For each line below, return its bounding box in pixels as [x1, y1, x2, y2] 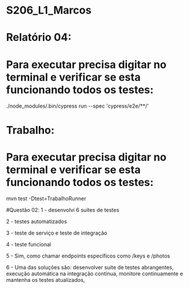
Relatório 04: [6, 31, 72, 44]
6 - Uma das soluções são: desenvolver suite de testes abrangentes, [6, 264, 174, 271]
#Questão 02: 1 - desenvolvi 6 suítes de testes [6, 207, 120, 214]
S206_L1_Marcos [6, 4, 92, 17]
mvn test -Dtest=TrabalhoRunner [6, 195, 87, 202]
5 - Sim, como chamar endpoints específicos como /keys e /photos [6, 252, 171, 259]
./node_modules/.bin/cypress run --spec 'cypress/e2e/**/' [6, 102, 149, 110]
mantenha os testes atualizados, [6, 277, 85, 284]
